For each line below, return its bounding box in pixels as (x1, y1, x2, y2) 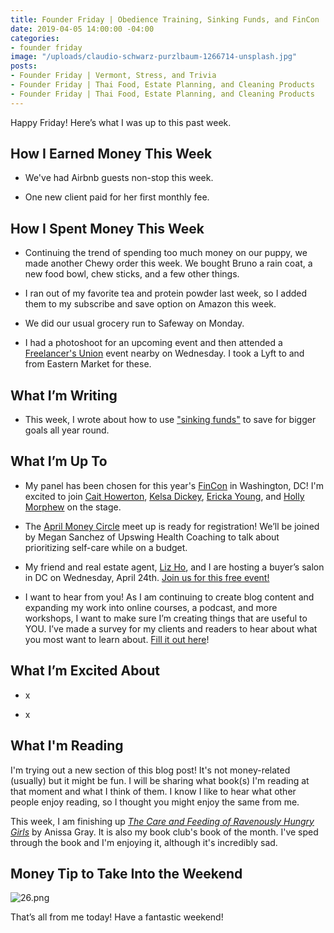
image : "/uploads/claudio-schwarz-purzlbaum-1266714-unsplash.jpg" (10, 52, 298, 62)
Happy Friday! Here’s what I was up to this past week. (10, 116, 232, 128)
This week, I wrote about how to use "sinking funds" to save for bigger (24, 414, 317, 426)
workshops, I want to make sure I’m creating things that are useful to (24, 612, 308, 624)
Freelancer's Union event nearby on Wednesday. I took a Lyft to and (24, 347, 305, 360)
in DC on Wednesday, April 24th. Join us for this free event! (24, 571, 270, 583)
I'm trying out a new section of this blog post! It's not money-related (10, 764, 291, 776)
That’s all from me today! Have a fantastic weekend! (10, 911, 224, 923)
